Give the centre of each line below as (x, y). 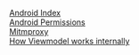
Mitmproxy (29, 31)
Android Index (35, 13)
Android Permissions (48, 22)
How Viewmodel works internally (69, 41)
